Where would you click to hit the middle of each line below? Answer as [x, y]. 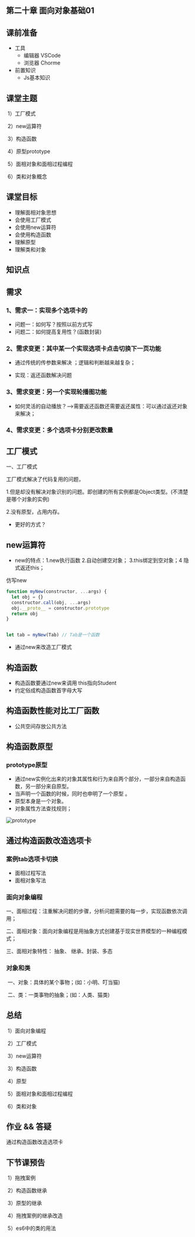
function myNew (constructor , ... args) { [57, 592]
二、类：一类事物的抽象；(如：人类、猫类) [59, 995]
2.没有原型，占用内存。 [35, 512]
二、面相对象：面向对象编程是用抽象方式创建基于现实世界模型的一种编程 [94, 931]
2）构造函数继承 [27, 1191]
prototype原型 [27, 765]
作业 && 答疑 [29, 1126]
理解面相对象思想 [35, 212]
